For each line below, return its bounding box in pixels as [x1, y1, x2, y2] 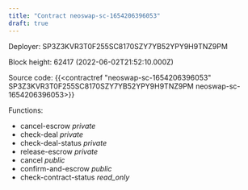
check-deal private [19, 130, 83, 139]
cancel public [19, 155, 65, 165]
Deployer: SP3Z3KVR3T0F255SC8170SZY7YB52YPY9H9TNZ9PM [8, 41, 229, 51]
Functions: [8, 105, 44, 115]
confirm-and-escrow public [19, 163, 112, 173]
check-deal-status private [19, 138, 107, 147]
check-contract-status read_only [19, 172, 130, 182]
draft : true [8, 19, 48, 27]
